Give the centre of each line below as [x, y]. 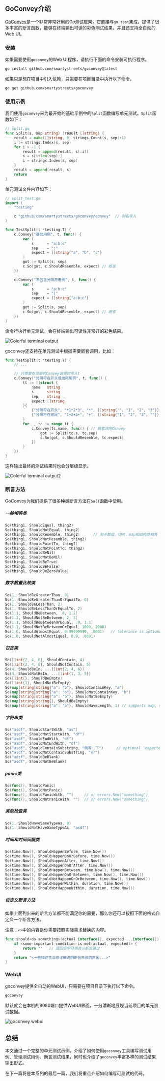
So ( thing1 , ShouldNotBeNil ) [34, 557]
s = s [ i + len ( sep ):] [43, 156]
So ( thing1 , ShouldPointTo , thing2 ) [41, 544]
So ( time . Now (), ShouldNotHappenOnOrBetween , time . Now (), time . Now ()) [78, 879]
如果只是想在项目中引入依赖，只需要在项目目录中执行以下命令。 [69, 79]
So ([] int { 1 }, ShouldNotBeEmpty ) [38, 683]
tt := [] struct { [40, 383]
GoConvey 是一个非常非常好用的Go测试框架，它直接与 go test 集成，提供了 [80, 22]
